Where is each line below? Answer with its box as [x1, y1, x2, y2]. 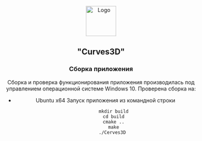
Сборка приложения [68, 65, 134, 74]
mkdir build [99, 108, 129, 114]
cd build [102, 113, 125, 119]
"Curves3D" [77, 47, 125, 57]
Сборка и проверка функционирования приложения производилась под [7, 78, 195, 86]
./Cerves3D [99, 129, 126, 136]
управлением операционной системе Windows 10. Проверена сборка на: [6, 85, 196, 92]
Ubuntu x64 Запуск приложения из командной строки [35, 96, 176, 104]
